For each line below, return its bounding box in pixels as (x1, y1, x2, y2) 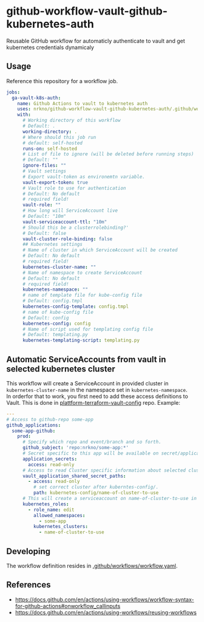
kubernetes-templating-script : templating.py (22, 337, 140, 343)
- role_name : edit (28, 507, 75, 513)
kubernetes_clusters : (33, 524, 88, 530)
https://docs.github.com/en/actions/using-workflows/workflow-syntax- (15, 596, 194, 603)
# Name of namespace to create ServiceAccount (22, 269, 143, 276)
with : (17, 112, 32, 118)
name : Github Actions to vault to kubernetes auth (17, 100, 148, 107)
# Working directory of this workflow (22, 117, 121, 124)
